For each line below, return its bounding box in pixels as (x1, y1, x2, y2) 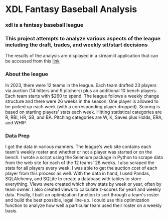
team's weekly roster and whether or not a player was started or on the (5, 149, 152, 155)
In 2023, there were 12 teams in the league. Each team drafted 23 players (5, 82, 157, 88)
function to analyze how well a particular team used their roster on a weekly (5, 202, 162, 208)
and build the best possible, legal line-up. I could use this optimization (5, 197, 149, 203)
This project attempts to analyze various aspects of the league (5, 35, 161, 42)
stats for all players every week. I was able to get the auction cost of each (5, 165, 157, 171)
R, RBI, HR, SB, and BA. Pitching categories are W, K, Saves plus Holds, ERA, (5, 114, 163, 120)
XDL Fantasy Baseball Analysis (5, 4, 137, 15)
